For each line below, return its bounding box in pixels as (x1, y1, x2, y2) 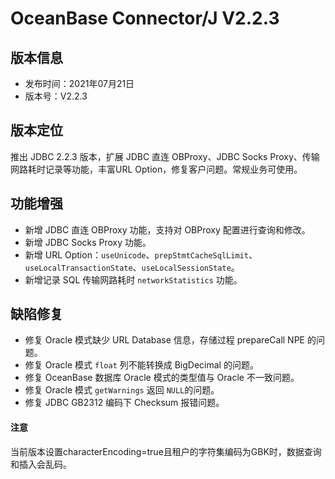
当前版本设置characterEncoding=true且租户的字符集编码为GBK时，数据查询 (10, 445, 322, 457)
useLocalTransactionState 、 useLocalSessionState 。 (24, 261, 240, 273)
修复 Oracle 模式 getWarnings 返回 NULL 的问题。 (24, 384, 220, 396)
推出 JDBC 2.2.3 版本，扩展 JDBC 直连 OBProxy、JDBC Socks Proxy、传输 (10, 150, 320, 162)
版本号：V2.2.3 (24, 90, 88, 102)
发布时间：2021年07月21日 (24, 78, 135, 89)
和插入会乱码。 (10, 458, 72, 470)
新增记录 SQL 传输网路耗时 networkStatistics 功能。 (24, 273, 243, 286)
